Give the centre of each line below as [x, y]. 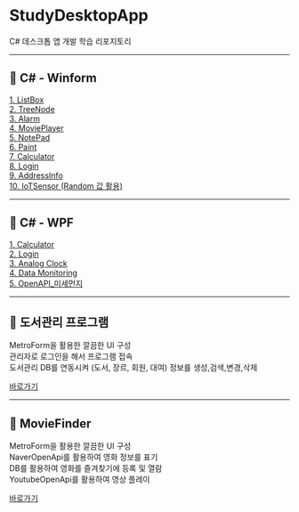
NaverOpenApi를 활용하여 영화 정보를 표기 [84, 457]
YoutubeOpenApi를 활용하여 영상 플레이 [80, 479]
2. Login [24, 254]
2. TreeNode [32, 109]
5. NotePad [30, 137]
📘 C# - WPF [41, 223]
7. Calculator [32, 156]
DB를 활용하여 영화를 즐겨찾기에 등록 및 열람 [86, 468]
